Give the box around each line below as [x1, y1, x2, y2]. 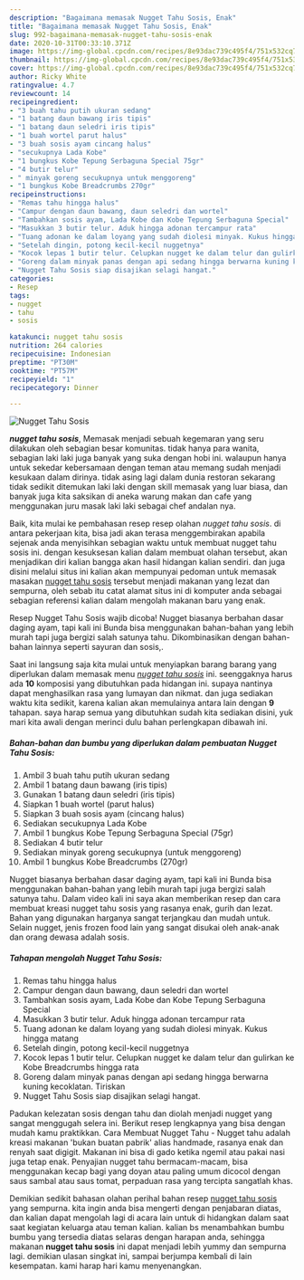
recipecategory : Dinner [9, 383, 100, 392]
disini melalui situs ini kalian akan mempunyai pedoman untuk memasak [9, 567, 278, 578]
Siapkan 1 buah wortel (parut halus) [22, 798, 155, 810]
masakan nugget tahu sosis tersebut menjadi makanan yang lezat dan [9, 576, 270, 587]
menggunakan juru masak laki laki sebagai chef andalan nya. [9, 501, 236, 511]
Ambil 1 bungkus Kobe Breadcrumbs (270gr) [22, 856, 188, 867]
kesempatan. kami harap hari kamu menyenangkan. [9, 1260, 202, 1272]
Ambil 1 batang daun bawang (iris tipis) [22, 779, 168, 790]
